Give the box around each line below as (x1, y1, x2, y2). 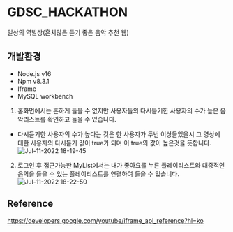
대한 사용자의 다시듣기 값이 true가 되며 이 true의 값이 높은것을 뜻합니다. (17, 138, 211, 147)
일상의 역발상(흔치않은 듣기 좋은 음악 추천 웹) (7, 28, 129, 36)
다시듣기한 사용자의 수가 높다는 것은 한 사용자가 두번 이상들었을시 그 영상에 (17, 130, 221, 138)
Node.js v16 (17, 69, 52, 78)
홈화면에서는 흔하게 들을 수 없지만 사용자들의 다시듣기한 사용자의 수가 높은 (17, 106, 219, 115)
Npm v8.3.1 (17, 77, 50, 85)
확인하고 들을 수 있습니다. (47, 115, 116, 123)
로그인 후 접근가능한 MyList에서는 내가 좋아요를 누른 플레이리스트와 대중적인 (17, 161, 225, 169)
